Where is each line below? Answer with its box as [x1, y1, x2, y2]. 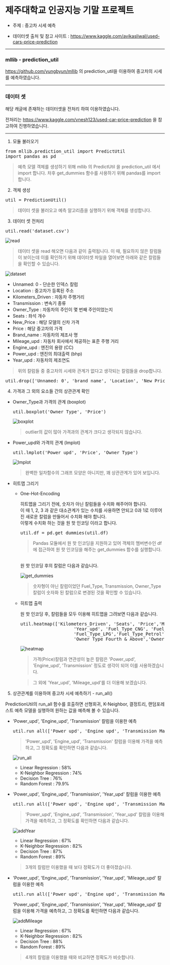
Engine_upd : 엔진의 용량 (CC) [12, 344, 74, 350]
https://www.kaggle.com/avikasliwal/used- [70, 33, 160, 39]
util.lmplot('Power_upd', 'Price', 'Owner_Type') [12, 450, 138, 455]
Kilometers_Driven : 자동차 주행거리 [12, 294, 85, 300]
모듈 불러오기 [12, 138, 39, 144]
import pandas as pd [5, 153, 57, 159]
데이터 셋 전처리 [12, 218, 44, 224]
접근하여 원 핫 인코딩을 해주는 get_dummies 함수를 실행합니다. [38, 546, 162, 552]
